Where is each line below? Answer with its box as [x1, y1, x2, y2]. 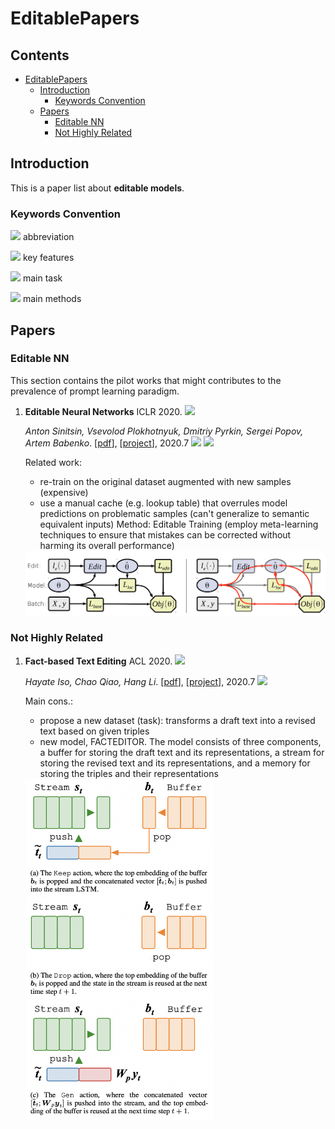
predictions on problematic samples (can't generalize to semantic [39, 507, 310, 519]
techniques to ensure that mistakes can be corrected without [39, 528, 292, 541]
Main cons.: [24, 695, 74, 707]
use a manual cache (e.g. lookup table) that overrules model [39, 497, 288, 509]
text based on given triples [39, 725, 150, 737]
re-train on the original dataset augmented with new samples [39, 475, 292, 487]
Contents [10, 47, 70, 64]
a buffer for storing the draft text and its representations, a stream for [39, 746, 325, 758]
